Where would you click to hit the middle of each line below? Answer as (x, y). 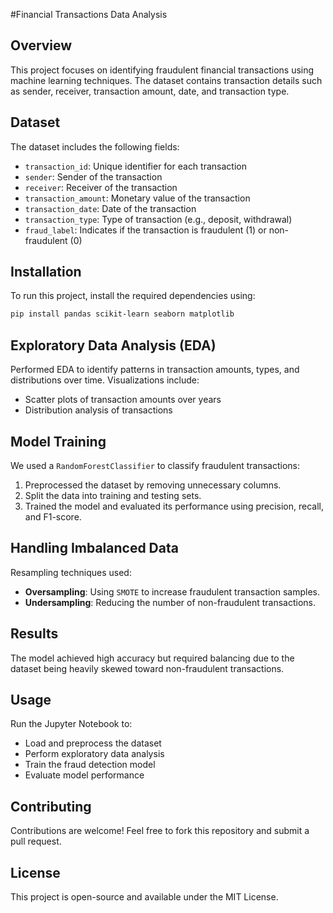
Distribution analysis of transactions (98, 410)
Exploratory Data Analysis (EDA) (113, 345)
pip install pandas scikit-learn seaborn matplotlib (122, 314)
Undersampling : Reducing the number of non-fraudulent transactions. (170, 602)
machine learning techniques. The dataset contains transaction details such (166, 80)
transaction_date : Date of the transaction (110, 208)
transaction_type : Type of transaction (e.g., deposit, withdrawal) (158, 219)
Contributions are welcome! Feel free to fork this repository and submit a (160, 831)
